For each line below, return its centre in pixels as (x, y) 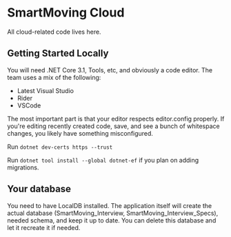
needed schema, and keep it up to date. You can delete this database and (112, 220)
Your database (39, 189)
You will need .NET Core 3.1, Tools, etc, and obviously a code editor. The (110, 70)
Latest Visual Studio (46, 90)
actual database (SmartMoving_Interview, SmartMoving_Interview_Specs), (113, 213)
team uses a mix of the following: (54, 77)
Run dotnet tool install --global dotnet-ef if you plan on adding (103, 160)
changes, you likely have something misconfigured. (80, 133)
